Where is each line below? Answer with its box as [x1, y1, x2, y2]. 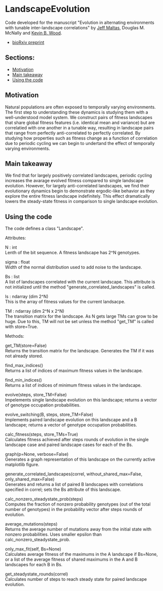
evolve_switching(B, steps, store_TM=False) [5, 411, 94, 418]
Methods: [5, 333, 24, 339]
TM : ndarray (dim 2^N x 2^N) [5, 308, 64, 314]
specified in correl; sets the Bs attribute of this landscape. [5, 487, 122, 492]
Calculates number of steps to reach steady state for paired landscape [5, 576, 147, 582]
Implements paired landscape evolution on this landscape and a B [5, 417, 138, 423]
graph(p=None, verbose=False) [5, 451, 69, 457]
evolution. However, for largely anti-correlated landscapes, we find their [5, 183, 150, 189]
